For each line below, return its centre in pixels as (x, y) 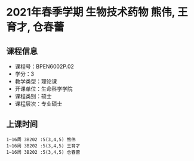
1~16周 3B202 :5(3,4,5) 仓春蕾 (43, 152)
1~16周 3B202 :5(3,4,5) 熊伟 (41, 140)
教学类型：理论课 (36, 81)
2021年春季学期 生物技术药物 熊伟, (90, 12)
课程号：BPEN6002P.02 (44, 66)
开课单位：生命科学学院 (44, 89)
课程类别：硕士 (33, 96)
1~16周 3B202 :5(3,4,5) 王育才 (43, 146)
